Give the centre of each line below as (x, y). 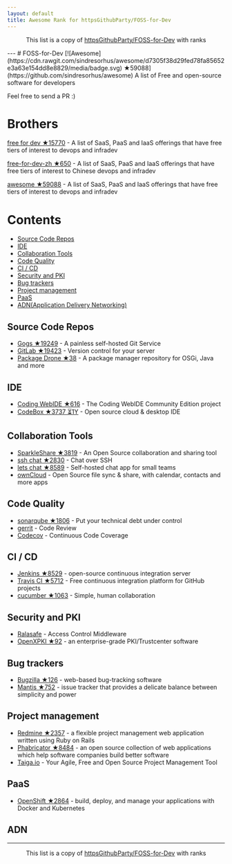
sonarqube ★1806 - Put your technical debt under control (99, 520)
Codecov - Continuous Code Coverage (73, 535)
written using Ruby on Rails (56, 740)
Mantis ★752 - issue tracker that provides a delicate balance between (117, 687)
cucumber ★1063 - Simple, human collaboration (86, 596)
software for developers (41, 82)
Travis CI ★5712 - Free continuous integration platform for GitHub (111, 581)
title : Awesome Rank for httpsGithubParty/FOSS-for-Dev (89, 20)
